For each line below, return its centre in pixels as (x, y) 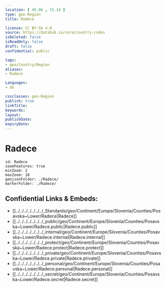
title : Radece (20, 19)
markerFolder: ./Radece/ (31, 183)
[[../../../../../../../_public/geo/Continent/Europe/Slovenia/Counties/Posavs (86, 221)
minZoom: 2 (16, 170)
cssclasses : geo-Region (30, 96)
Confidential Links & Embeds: (52, 199)
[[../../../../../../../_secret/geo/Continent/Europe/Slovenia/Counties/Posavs (86, 274)
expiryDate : (17, 124)
